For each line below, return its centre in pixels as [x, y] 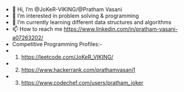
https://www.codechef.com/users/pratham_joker [82, 83]
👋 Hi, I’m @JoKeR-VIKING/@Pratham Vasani [67, 9]
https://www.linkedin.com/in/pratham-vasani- [121, 29]
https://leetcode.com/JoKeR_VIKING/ [67, 57]
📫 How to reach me [37, 29]
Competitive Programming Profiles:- [57, 44]
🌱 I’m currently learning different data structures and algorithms [92, 22]
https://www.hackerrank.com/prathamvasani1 [78, 70]
